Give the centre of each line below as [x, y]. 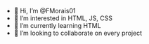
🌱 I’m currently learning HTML [57, 25]
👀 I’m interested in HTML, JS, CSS [63, 18]
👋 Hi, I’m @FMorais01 [45, 11]
